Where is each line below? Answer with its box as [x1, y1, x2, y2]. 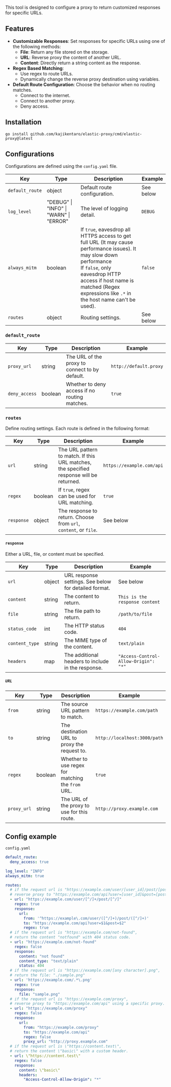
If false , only [80, 264, 111, 271]
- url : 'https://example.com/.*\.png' [10, 977, 93, 983]
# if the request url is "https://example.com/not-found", [10, 930, 138, 935]
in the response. [64, 664, 103, 672]
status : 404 [18, 963, 44, 969]
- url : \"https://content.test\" [10, 1053, 81, 1058]
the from [61, 781, 80, 788]
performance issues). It [80, 245, 136, 252]
